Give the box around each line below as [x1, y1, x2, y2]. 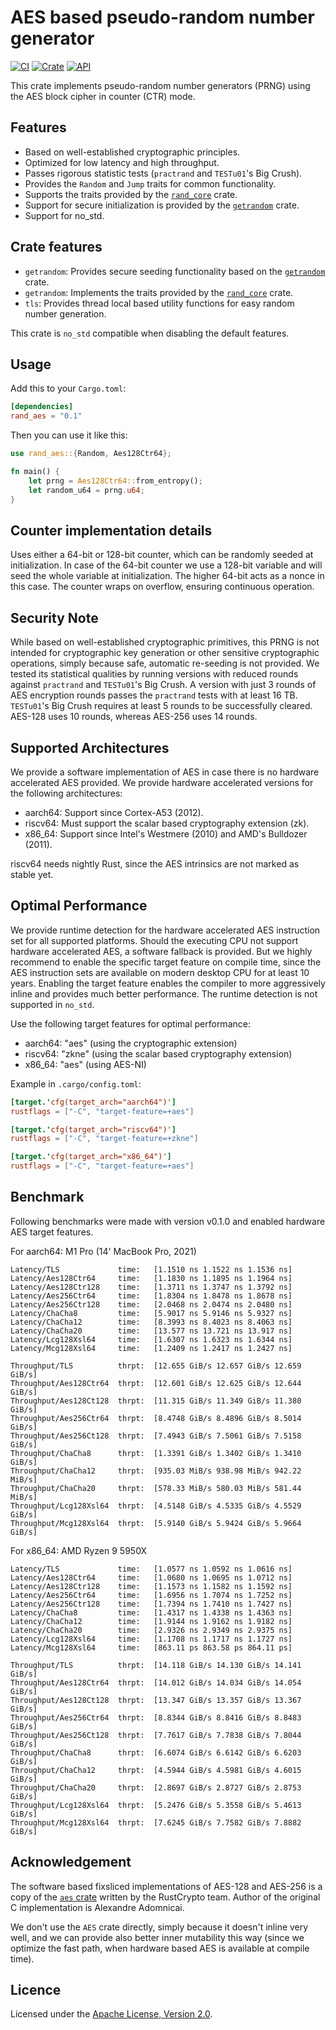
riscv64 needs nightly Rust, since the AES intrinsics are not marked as [10, 857, 300, 870]
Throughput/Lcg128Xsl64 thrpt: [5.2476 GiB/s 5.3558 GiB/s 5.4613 [10, 1800, 302, 1810]
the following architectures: [10, 787, 123, 799]
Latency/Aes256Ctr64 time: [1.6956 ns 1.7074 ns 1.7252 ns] [10, 1590, 293, 1600]
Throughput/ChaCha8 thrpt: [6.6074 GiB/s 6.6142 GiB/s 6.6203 [10, 1747, 302, 1758]
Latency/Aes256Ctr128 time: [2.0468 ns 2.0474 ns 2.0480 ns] [10, 1299, 293, 1310]
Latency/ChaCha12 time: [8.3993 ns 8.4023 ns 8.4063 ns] [10, 1317, 293, 1327]
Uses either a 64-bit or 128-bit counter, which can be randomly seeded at [10, 549, 314, 561]
